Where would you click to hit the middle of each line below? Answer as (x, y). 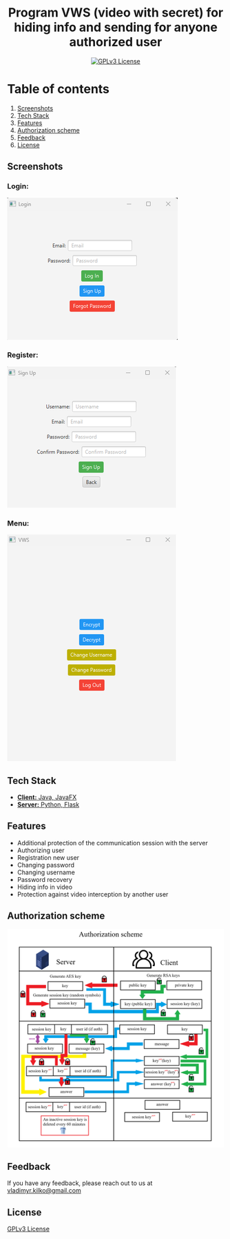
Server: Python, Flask (48, 804)
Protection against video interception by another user (93, 894)
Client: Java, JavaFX (47, 797)
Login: (18, 186)
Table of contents (59, 89)
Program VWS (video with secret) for (116, 13)
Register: (23, 355)
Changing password (45, 865)
